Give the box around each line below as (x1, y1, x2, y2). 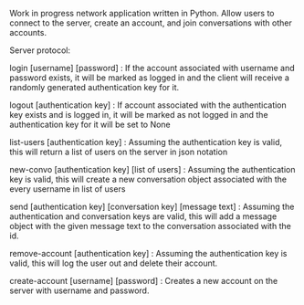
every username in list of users (9, 184, 126, 195)
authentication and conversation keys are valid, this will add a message (9, 211, 278, 222)
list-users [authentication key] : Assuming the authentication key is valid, (9, 137, 283, 147)
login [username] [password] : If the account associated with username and (9, 63, 295, 73)
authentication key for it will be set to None (9, 119, 171, 130)
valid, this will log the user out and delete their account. (9, 258, 218, 268)
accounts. (9, 27, 47, 37)
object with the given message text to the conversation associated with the (9, 221, 292, 231)
